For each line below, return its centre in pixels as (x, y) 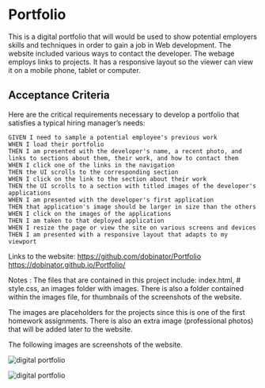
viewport (23, 241)
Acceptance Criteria (59, 96)
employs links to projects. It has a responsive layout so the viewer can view (131, 62)
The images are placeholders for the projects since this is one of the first (127, 312)
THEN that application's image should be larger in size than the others (132, 207)
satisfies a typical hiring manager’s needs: (77, 123)
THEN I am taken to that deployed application (86, 221)
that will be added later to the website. (70, 329)
